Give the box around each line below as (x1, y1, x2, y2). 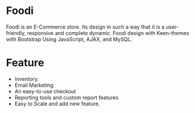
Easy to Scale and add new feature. (14, 100, 100, 107)
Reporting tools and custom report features (14, 94, 119, 101)
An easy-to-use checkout (14, 87, 76, 94)
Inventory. (14, 75, 39, 82)
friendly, (6, 29, 26, 36)
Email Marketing (14, 82, 54, 89)
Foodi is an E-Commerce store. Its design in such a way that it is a (6, 23, 165, 30)
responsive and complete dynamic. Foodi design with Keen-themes (27, 29, 190, 36)
